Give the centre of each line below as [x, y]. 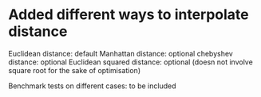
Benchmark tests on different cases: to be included [92, 86]
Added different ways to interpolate [129, 15]
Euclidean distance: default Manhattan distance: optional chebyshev [121, 53]
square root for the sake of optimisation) [75, 70]
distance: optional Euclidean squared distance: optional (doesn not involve [130, 62]
